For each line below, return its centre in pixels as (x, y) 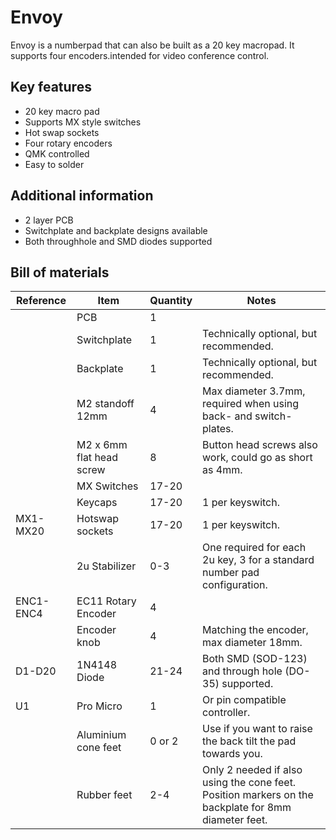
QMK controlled (57, 153)
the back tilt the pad (249, 741)
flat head (97, 458)
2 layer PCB (49, 220)
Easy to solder (54, 164)
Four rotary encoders (68, 143)
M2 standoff (105, 404)
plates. (218, 429)
